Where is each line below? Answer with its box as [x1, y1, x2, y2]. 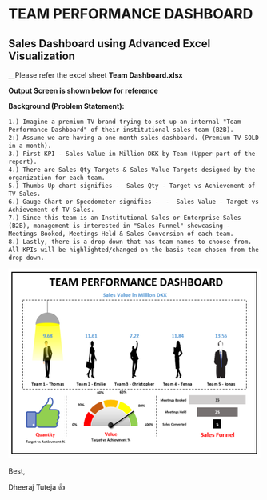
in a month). [8, 142, 52, 150]
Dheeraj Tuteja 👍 [8, 482, 66, 492]
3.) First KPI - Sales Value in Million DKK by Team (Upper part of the [8, 150, 256, 158]
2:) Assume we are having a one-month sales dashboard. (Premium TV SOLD [8, 134, 260, 142]
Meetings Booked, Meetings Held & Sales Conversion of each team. [8, 230, 234, 238]
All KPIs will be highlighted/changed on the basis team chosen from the [8, 246, 260, 254]
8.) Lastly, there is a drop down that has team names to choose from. [8, 238, 252, 246]
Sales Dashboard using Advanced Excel [8, 37, 211, 50]
